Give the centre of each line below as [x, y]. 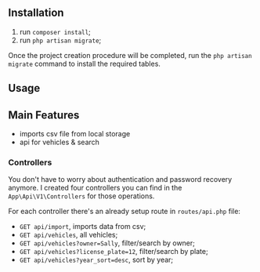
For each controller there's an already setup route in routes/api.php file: [125, 212]
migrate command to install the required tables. [84, 63]
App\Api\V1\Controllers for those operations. [81, 196]
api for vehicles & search [60, 142]
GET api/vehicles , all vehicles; [69, 235]
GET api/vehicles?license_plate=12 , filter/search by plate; [114, 252]
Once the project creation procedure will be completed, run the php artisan [130, 55]
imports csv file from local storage [75, 134]
